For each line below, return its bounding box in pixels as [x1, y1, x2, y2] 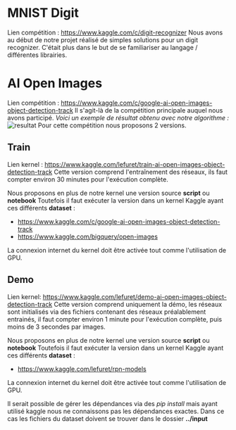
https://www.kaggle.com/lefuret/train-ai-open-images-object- [44, 160, 225, 168]
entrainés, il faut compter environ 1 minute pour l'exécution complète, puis [7, 315, 223, 323]
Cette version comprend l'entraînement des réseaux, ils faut [54, 167, 228, 176]
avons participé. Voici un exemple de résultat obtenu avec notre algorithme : [7, 113, 230, 122]
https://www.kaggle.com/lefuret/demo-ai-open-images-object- [42, 292, 227, 301]
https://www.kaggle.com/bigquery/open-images [17, 232, 159, 241]
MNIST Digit [7, 5, 80, 21]
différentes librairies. [7, 51, 68, 59]
